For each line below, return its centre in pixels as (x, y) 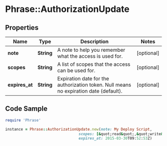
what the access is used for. (90, 56)
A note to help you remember (91, 50)
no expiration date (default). (90, 91)
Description (94, 42)
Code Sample (26, 109)
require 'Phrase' (23, 120)
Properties (22, 28)
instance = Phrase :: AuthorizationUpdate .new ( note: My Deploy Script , (79, 129)
